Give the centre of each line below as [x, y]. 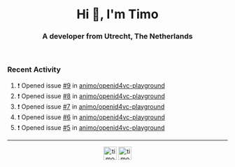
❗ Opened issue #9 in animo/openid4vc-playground [91, 85]
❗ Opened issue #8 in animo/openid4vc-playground [91, 96]
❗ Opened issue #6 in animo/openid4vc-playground [91, 117]
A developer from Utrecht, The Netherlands [117, 36]
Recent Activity [34, 69]
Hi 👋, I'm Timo [117, 14]
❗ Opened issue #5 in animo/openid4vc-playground [91, 127]
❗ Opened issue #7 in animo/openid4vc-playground [91, 106]
